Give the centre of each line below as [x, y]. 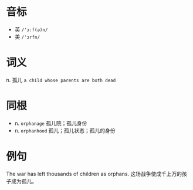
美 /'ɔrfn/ [27, 36]
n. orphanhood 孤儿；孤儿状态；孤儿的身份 [65, 130]
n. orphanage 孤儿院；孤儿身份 [51, 123]
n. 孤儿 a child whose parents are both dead [61, 80]
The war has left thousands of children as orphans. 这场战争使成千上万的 [94, 174]
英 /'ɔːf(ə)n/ [31, 29]
